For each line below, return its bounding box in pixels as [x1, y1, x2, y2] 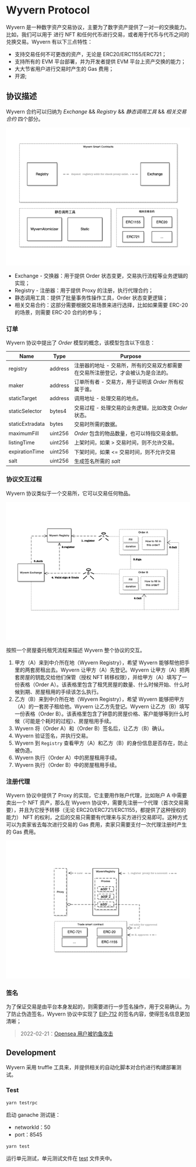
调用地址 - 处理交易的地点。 [73, 395, 142, 402]
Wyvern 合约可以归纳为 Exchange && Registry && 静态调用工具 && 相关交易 [6, 108, 187, 115]
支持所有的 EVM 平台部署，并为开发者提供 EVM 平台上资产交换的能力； [14, 58, 186, 65]
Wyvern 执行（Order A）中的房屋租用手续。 [14, 754, 121, 761]
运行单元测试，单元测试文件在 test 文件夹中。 [6, 1155, 116, 1162]
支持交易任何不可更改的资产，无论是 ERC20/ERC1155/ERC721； [14, 50, 167, 57]
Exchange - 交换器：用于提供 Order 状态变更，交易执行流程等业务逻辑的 [14, 272, 188, 279]
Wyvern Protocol [6, 4, 90, 17]
